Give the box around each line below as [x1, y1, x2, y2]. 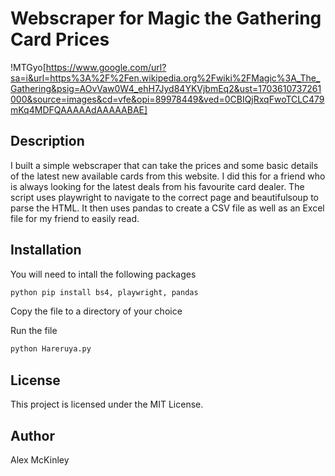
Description [10, 133, 85, 150]
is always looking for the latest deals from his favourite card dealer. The [10, 180, 305, 192]
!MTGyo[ [10, 61, 47, 73]
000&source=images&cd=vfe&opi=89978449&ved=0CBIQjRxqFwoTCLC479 [10, 93, 325, 105]
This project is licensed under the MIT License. [10, 398, 204, 411]
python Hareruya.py [10, 344, 92, 354]
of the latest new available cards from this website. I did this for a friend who [10, 170, 326, 182]
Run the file [10, 325, 58, 337]
